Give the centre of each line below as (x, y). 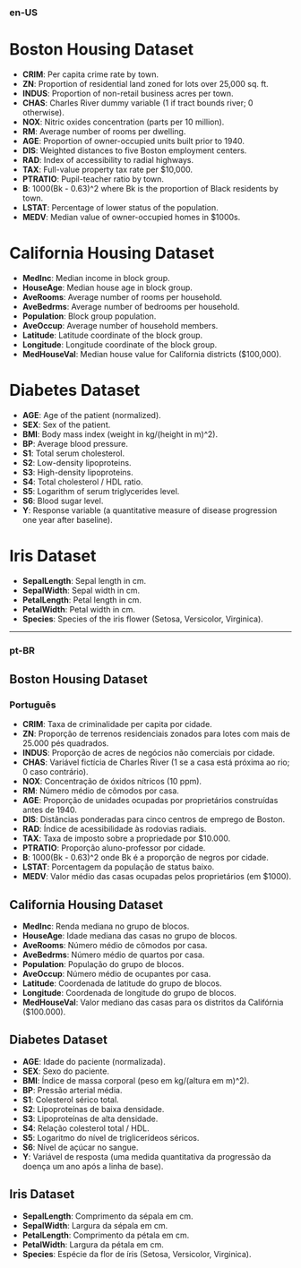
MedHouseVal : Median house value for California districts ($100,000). (152, 354)
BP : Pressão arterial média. (72, 1090)
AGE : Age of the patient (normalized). (91, 415)
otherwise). (43, 112)
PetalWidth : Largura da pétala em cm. (93, 1244)
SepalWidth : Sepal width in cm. (81, 590)
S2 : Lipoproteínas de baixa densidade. (93, 1109)
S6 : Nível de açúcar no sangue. (80, 1147)
